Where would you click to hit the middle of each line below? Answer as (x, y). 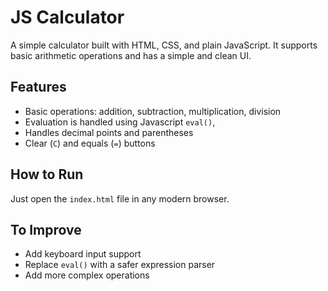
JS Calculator (67, 17)
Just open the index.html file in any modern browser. (120, 198)
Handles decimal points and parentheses (109, 132)
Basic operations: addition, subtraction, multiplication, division (153, 111)
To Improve (46, 229)
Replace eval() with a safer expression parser (120, 265)
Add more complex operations (87, 275)
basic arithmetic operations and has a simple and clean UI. (131, 55)
